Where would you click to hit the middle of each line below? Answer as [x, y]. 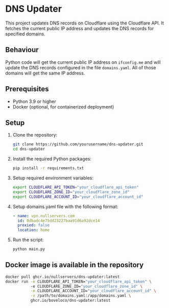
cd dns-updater [29, 149]
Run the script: [28, 240]
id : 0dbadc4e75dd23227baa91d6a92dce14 [59, 221]
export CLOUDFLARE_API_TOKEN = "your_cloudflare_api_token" [76, 187]
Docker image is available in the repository [75, 265]
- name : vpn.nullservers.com [44, 216]
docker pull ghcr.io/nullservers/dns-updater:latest [63, 277]
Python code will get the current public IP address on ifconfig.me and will [83, 62]
